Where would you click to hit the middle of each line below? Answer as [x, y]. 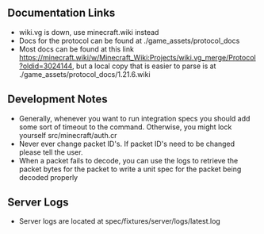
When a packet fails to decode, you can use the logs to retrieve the [128, 160]
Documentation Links [61, 13]
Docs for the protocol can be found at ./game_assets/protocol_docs [129, 40]
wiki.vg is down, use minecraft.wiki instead [89, 32]
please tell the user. [51, 152]
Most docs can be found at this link [76, 49]
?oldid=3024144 [46, 66]
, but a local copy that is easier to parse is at [144, 66]
